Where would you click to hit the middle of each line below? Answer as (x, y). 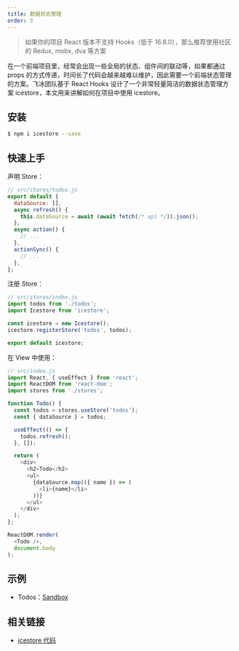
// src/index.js (31, 371)
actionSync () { (36, 249)
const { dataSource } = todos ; (60, 417)
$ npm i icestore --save (44, 134)
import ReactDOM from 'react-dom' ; (60, 384)
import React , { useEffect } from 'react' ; (73, 377)
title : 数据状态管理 (34, 14)
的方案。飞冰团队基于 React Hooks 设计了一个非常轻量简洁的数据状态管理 (115, 83)
